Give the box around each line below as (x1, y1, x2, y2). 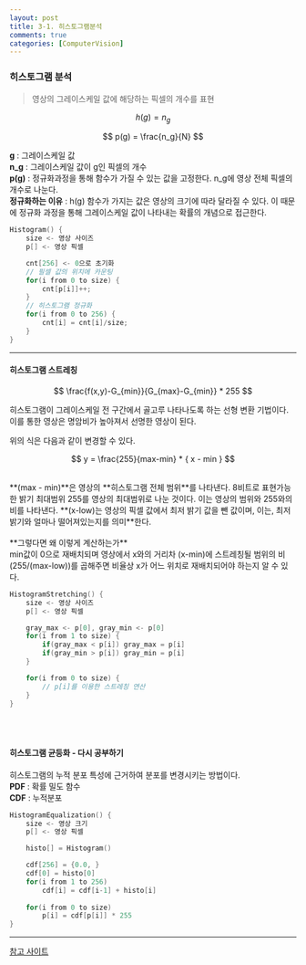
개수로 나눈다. (9, 184, 59, 195)
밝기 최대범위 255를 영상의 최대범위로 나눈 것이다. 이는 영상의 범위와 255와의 (18, 493, 293, 504)
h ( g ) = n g (135, 111, 171, 124)
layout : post (9, 13, 59, 23)
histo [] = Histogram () (25, 844, 112, 854)
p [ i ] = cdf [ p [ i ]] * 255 (42, 911, 132, 920)
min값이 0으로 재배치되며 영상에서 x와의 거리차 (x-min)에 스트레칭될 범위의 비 (9, 549, 286, 560)
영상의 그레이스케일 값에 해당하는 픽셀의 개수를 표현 (31, 93, 215, 104)
